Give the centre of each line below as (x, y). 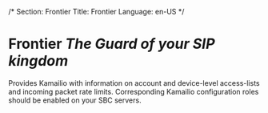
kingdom (38, 61)
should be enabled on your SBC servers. (75, 100)
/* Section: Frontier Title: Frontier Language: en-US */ (96, 12)
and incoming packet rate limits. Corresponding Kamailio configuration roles (134, 91)
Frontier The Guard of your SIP (112, 44)
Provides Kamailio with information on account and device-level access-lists (134, 83)
